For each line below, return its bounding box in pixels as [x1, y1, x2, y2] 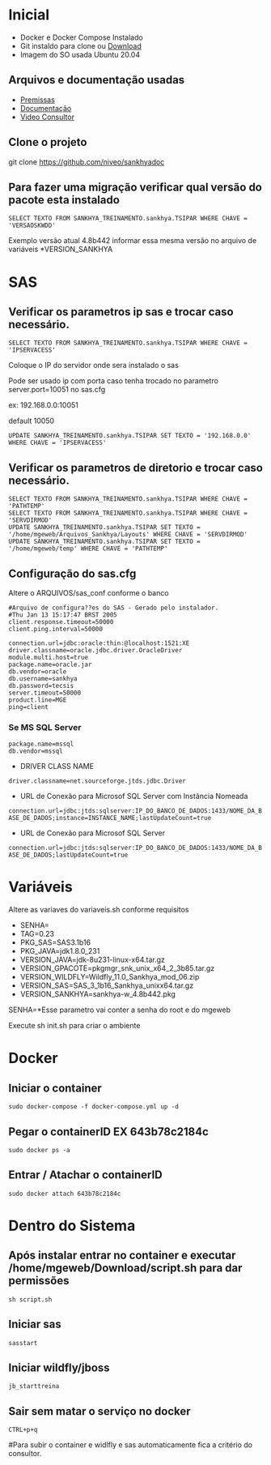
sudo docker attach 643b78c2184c [8, 1190, 121, 1198]
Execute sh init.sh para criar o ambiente [8, 1021, 141, 1031]
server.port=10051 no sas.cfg [8, 385, 106, 395]
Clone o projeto [8, 135, 87, 149]
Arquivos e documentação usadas [8, 73, 185, 87]
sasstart [8, 1339, 38, 1347]
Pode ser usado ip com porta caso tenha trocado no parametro [8, 376, 218, 386]
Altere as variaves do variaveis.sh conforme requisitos [8, 905, 189, 915]
